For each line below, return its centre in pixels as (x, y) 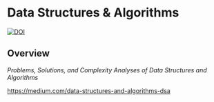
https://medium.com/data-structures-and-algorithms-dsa (89, 90)
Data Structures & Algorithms (93, 13)
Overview (29, 53)
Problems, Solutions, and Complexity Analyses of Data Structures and (107, 70)
